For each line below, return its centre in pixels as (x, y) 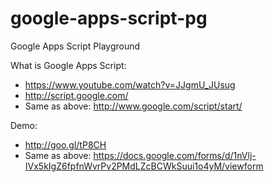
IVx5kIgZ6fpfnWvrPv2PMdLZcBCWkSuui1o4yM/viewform (144, 166)
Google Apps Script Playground (75, 46)
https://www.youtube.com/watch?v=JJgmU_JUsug (130, 84)
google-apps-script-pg (109, 18)
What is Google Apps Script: (68, 65)
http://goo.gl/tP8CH (65, 144)
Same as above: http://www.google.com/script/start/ (133, 106)
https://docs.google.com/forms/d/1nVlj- (175, 155)
